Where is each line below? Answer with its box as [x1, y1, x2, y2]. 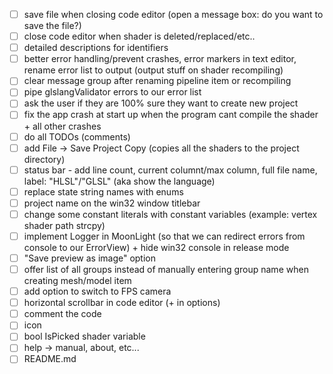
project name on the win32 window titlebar [23, 197, 201, 209]
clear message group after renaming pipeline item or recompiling [23, 75, 292, 87]
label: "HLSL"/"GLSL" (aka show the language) [23, 175, 216, 187]
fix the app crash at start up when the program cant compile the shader [23, 109, 319, 121]
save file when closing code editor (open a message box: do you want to [23, 9, 324, 20]
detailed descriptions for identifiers [23, 42, 169, 54]
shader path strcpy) [23, 219, 106, 231]
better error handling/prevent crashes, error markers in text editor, [23, 53, 297, 65]
